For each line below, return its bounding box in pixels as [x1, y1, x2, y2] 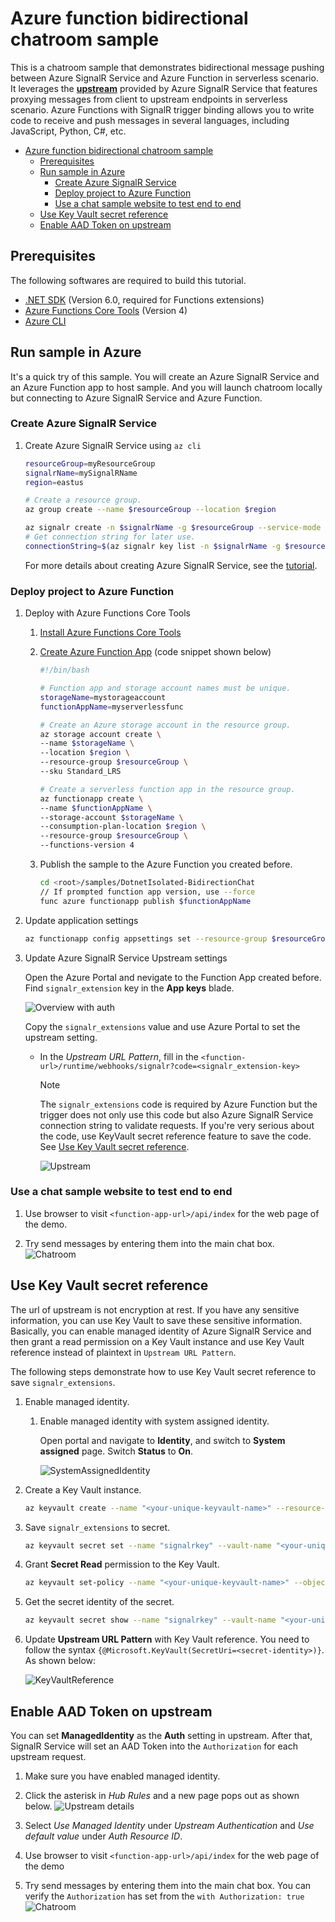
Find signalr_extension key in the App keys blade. [24, 982, 235, 994]
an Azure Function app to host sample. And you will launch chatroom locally [10, 381, 323, 393]
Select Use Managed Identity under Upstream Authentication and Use [24, 1819, 315, 1831]
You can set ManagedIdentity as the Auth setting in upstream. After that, [10, 1729, 313, 1741]
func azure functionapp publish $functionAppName [39, 896, 252, 906]
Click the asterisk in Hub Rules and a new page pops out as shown [24, 1789, 300, 1801]
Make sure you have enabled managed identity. [24, 1770, 221, 1782]
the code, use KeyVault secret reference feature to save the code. [39, 1130, 312, 1142]
